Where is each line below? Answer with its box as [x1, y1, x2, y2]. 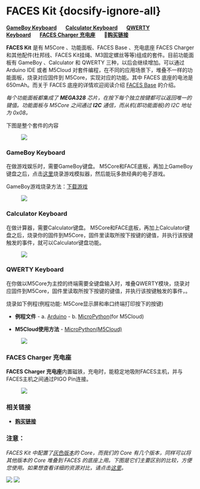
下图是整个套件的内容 [6, 122, 59, 129]
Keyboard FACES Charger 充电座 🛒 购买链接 [6, 31, 129, 38]
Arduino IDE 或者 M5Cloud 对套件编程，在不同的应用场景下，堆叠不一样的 [6, 66, 188, 73]
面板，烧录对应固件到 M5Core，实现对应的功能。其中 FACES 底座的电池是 [11, 74, 193, 81]
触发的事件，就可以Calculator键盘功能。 [6, 239, 105, 246]
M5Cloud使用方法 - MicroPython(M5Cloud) [14, 325, 122, 333]
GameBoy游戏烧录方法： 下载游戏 [6, 183, 88, 190]
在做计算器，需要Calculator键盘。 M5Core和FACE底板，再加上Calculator [6, 224, 185, 231]
